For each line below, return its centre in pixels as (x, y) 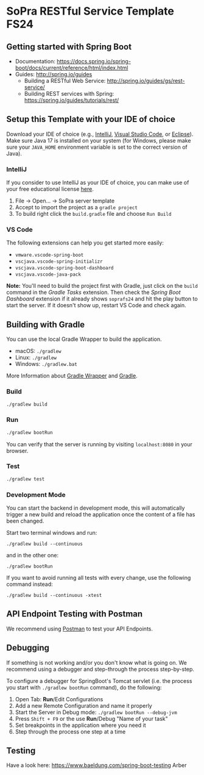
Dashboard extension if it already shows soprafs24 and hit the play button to (102, 299)
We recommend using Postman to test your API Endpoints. (80, 629)
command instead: (30, 584)
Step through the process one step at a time (70, 731)
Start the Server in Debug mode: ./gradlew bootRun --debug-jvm (96, 712)
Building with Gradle (46, 324)
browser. (17, 451)
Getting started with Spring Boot (69, 47)
